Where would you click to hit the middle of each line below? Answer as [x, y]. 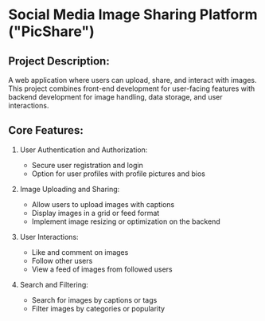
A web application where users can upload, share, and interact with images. [132, 80]
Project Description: [59, 61]
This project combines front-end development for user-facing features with [132, 88]
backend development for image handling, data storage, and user [115, 97]
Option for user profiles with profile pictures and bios [118, 174]
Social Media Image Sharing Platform [133, 15]
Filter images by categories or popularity [98, 308]
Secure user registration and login [87, 165]
